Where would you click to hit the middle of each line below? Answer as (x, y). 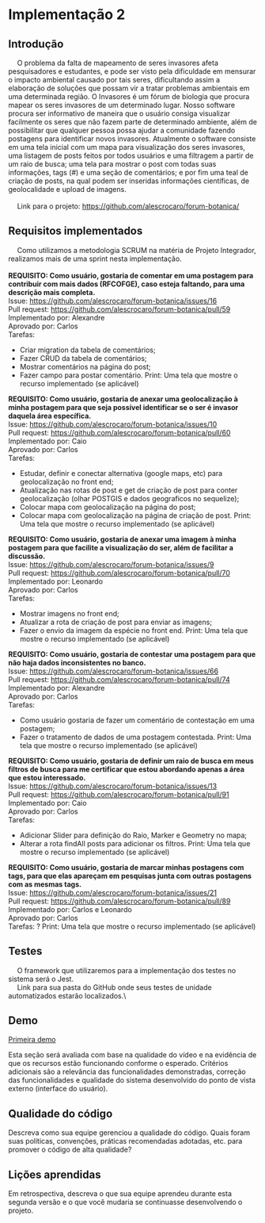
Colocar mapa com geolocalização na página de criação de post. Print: (135, 515)
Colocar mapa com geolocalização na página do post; (108, 507)
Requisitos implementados (76, 231)
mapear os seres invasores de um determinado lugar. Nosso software (122, 105)
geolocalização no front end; (66, 481)
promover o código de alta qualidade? (70, 1150)
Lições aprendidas (55, 1174)
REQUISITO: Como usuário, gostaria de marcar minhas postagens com (126, 867)
